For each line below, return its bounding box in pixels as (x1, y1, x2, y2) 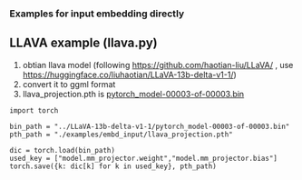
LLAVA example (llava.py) (9, 35, 158, 51)
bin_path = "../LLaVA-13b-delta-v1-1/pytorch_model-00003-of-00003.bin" (9, 122, 290, 131)
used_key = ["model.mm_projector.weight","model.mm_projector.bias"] (9, 154, 278, 163)
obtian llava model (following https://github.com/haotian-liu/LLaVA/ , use (22, 59, 294, 70)
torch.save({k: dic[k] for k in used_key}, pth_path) (9, 162, 218, 171)
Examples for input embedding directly (9, 7, 185, 20)
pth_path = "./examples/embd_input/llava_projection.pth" (9, 130, 233, 139)
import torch (9, 105, 59, 115)
